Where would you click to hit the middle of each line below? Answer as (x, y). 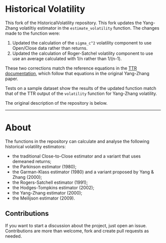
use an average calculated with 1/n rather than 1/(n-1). (67, 58)
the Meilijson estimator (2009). (43, 198)
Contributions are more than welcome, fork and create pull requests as (77, 231)
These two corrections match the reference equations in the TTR (71, 68)
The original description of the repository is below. (56, 103)
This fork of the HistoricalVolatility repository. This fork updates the (74, 23)
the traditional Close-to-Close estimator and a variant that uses (76, 156)
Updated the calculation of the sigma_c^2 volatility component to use (82, 42)
